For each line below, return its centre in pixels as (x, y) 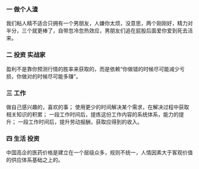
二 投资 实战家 (26, 55)
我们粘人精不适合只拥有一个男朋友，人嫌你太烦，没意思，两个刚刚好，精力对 (99, 23)
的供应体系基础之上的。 (35, 160)
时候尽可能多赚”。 (59, 76)
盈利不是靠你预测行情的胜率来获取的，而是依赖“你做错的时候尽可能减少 (93, 69)
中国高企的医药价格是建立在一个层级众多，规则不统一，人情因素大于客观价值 (99, 152)
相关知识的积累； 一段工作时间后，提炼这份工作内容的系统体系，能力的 (92, 114)
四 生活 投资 (23, 138)
